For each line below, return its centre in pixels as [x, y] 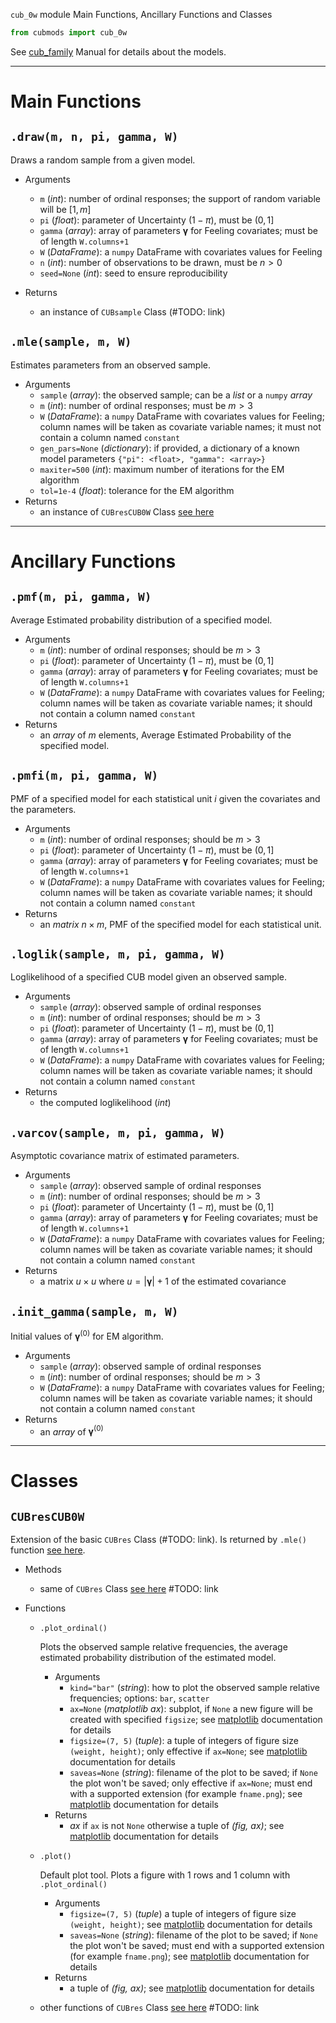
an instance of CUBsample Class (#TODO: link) [132, 311]
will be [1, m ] [65, 209]
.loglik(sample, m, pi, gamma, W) [118, 954]
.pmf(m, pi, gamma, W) [81, 597]
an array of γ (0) [71, 1431]
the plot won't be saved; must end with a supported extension [197, 1946]
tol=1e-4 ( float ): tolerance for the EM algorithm [137, 490]
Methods [43, 1570]
